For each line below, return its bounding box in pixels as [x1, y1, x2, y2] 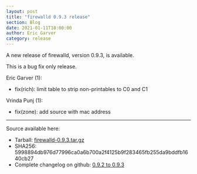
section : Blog [6, 19, 41, 25]
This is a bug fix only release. [6, 63, 77, 70]
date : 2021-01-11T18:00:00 [6, 25, 72, 31]
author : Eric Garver [6, 30, 57, 36]
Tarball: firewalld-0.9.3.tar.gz [14, 137, 85, 143]
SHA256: [14, 142, 37, 149]
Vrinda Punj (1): [6, 97, 43, 104]
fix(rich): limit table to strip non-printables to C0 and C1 [14, 86, 148, 92]
